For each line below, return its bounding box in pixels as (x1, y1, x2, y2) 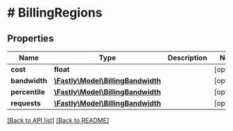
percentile (10, 87, 45, 96)
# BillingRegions (7, 5, 103, 21)
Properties (7, 33, 54, 44)
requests (10, 98, 41, 108)
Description (167, 53, 207, 62)
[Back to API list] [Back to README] (7, 116, 110, 124)
